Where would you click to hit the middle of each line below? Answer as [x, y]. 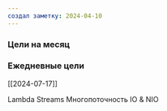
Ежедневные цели [46, 66]
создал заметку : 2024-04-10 [55, 16]
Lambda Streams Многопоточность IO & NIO [83, 99]
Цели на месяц [39, 44]
